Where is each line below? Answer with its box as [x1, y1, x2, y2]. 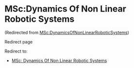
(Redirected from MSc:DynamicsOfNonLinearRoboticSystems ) [4, 29, 130, 35]
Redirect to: [4, 48, 28, 54]
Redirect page [4, 39, 33, 44]
